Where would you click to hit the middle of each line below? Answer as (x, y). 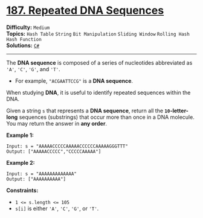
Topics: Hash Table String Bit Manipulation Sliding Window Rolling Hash (98, 33)
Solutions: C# (23, 45)
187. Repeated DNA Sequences (85, 11)
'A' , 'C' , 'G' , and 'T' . (33, 69)
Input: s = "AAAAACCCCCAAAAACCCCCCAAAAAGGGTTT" (67, 146)
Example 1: (20, 135)
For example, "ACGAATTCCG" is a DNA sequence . (74, 81)
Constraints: (22, 190)
